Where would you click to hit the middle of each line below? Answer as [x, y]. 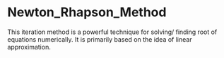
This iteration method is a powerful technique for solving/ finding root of [112, 32]
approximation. [29, 47]
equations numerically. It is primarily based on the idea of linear [100, 39]
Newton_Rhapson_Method [87, 12]
